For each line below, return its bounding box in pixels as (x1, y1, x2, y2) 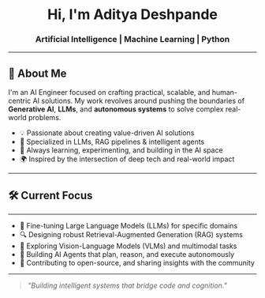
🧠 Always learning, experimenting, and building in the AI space (19, 145, 223, 155)
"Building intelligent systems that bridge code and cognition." (27, 281, 227, 290)
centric (8, 96, 32, 106)
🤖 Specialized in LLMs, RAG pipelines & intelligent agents (19, 137, 205, 147)
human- (211, 88, 238, 97)
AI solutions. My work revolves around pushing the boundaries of (32, 96, 245, 106)
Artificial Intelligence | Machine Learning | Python (35, 34, 230, 45)
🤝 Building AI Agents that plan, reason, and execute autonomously (19, 250, 235, 259)
